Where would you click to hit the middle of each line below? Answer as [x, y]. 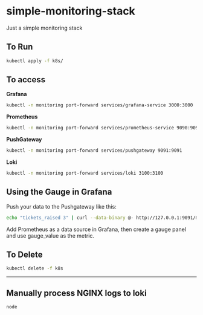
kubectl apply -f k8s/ [35, 61]
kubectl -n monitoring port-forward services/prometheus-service [90, 128]
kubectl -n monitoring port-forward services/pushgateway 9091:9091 [94, 151]
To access [26, 80]
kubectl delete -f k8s [35, 268]
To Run [20, 47]
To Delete [25, 255]
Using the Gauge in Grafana [59, 192]
